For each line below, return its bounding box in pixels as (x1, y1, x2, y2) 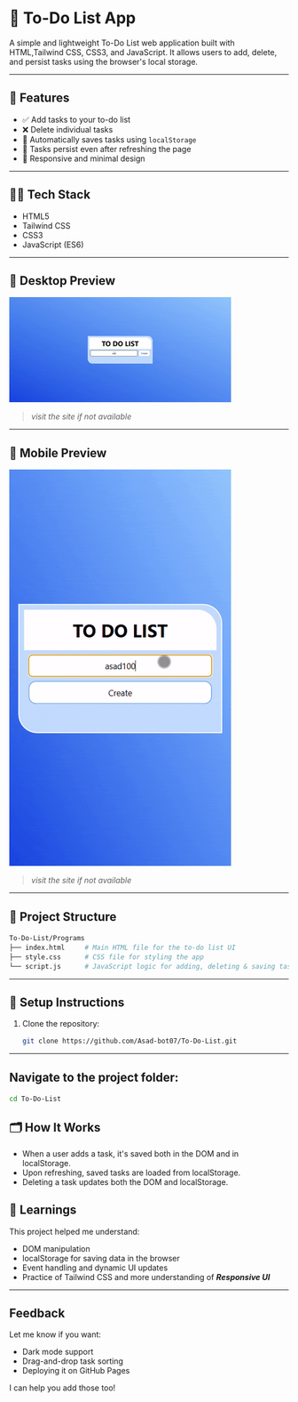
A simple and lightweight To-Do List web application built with (9, 37, 235, 48)
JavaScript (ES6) (21, 239, 84, 250)
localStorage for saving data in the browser (21, 1253, 180, 1263)
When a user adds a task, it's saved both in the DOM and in (21, 1148, 239, 1159)
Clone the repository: (21, 1019, 100, 1029)
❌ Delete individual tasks (21, 124, 114, 134)
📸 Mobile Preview (9, 445, 107, 461)
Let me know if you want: (9, 1329, 102, 1340)
